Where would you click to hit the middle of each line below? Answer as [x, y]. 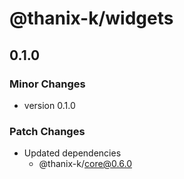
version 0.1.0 [49, 105]
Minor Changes [47, 84]
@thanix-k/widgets [91, 18]
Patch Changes [47, 131]
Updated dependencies [72, 153]
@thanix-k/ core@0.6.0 [85, 164]
